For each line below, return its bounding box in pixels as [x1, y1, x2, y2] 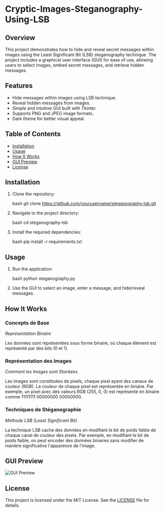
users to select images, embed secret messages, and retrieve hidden [5, 62, 144, 68]
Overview [5, 33, 36, 42]
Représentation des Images [5, 358, 72, 364]
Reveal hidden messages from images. [12, 100, 91, 106]
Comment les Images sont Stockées [5, 369, 78, 375]
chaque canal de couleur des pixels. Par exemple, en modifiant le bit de [5, 432, 149, 438]
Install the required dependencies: [12, 229, 82, 235]
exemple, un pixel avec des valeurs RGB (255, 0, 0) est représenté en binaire [5, 389, 160, 394]
